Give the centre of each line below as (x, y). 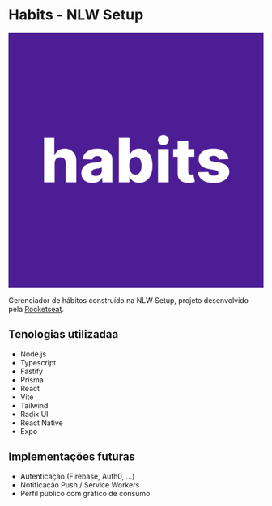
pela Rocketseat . (36, 309)
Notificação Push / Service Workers (80, 485)
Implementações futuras (72, 457)
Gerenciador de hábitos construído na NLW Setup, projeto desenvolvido (129, 300)
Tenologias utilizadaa (64, 334)
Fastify (31, 371)
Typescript (38, 362)
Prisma (32, 379)
